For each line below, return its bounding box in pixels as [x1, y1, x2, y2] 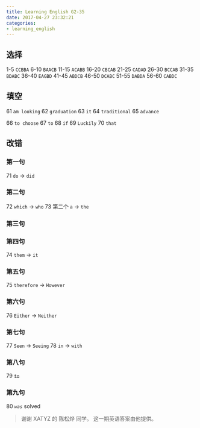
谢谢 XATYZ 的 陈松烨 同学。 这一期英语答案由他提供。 [20, 415, 157, 422]
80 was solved [6, 402, 41, 410]
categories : [6, 20, 36, 26]
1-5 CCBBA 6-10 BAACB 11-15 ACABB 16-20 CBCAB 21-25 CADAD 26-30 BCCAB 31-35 [6, 66, 194, 73]
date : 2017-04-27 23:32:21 [6, 14, 74, 20]
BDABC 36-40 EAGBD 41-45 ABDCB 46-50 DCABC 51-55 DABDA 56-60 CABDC [6, 72, 178, 80]
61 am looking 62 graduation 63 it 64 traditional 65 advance [6, 107, 160, 115]
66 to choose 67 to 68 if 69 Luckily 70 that [6, 119, 117, 127]
